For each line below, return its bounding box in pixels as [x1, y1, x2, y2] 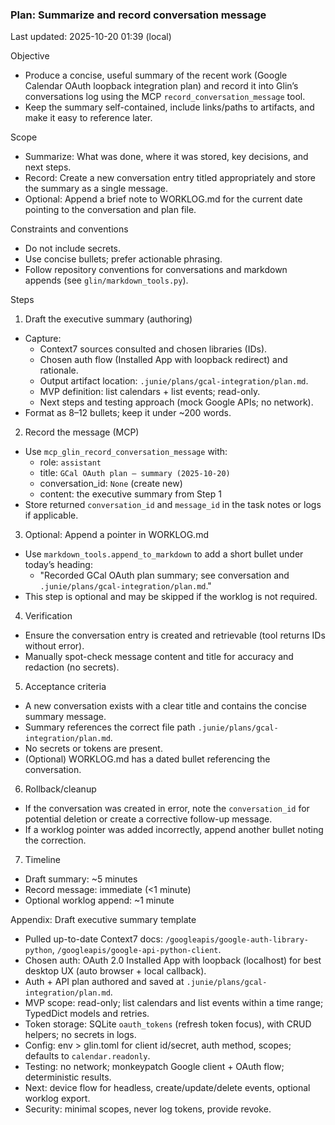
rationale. [39, 364, 79, 377]
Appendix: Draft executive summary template [10, 914, 197, 926]
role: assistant [39, 456, 102, 468]
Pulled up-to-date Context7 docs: [24, 933, 163, 945]
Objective [10, 50, 50, 62]
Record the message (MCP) [24, 426, 140, 438]
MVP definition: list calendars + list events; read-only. [39, 386, 261, 398]
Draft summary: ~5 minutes [24, 873, 138, 885]
